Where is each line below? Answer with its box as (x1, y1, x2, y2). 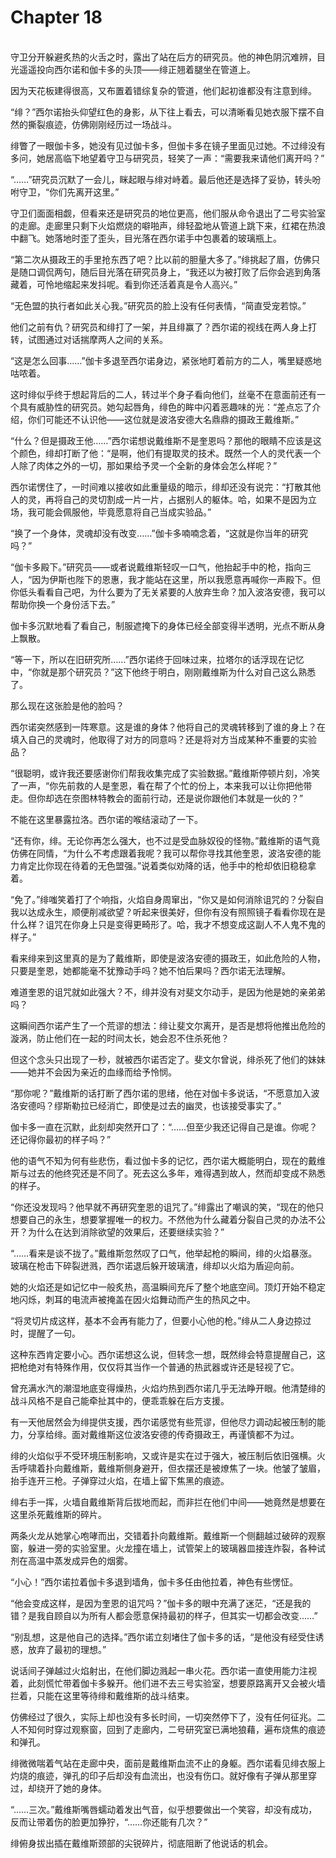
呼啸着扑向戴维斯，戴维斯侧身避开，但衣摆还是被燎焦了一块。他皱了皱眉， (18, 1462, 326, 1474)
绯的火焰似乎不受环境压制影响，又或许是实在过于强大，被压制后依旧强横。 (10, 1449, 317, 1461)
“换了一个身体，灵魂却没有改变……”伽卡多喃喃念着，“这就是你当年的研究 (10, 527, 308, 539)
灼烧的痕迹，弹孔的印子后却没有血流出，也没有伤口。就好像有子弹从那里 (10, 1769, 308, 1781)
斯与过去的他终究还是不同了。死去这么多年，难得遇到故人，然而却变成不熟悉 (10, 1167, 326, 1179)
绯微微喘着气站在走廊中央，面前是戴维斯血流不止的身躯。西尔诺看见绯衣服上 (10, 1757, 326, 1769)
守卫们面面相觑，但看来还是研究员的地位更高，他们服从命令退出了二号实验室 (10, 207, 326, 219)
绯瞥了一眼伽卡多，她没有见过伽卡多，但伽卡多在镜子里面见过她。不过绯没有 (10, 139, 326, 151)
